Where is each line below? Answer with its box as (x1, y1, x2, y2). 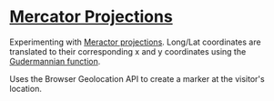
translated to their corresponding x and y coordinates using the (9, 45, 247, 56)
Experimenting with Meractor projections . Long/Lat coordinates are (9, 36, 261, 47)
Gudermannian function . (9, 56, 101, 66)
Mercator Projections (9, 6, 173, 27)
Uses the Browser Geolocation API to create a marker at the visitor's (9, 73, 266, 84)
